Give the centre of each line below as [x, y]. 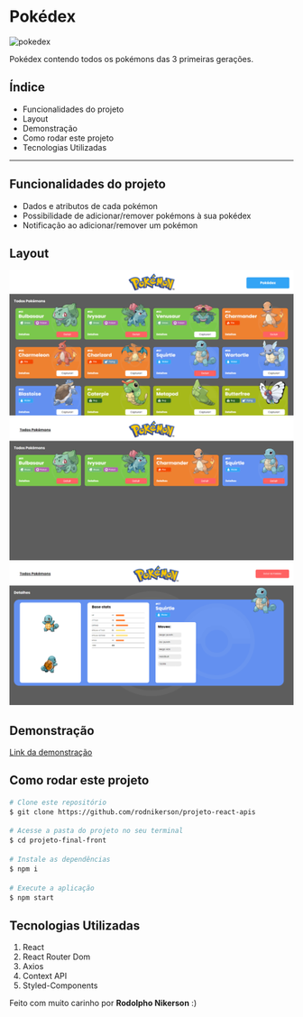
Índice [27, 87]
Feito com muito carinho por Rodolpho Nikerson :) [103, 1003]
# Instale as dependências [60, 860]
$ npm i [24, 869]
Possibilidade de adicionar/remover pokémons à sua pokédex [137, 215]
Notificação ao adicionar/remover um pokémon [110, 225]
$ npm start [32, 898]
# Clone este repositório [58, 802]
